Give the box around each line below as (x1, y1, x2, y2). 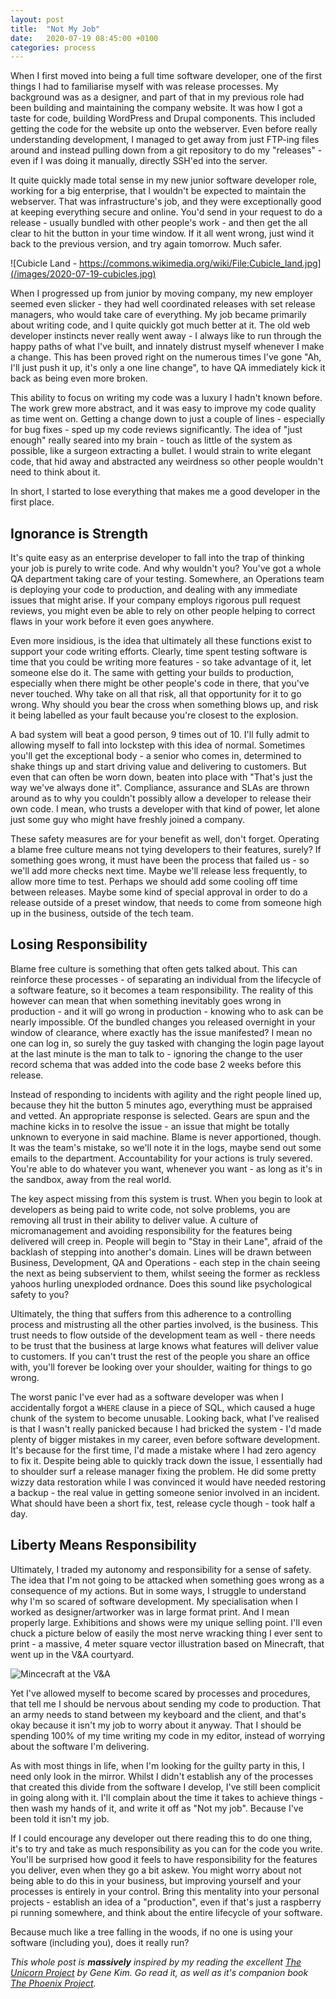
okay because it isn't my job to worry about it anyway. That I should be (10, 1719, 302, 1731)
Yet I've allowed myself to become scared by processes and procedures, (10, 1687, 311, 1699)
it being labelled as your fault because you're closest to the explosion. (10, 709, 299, 721)
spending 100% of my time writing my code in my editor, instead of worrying (10, 1729, 326, 1741)
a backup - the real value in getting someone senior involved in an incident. (10, 1486, 321, 1498)
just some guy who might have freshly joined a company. (10, 814, 245, 826)
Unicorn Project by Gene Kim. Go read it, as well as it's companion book (10, 1966, 309, 1978)
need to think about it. (10, 466, 101, 478)
